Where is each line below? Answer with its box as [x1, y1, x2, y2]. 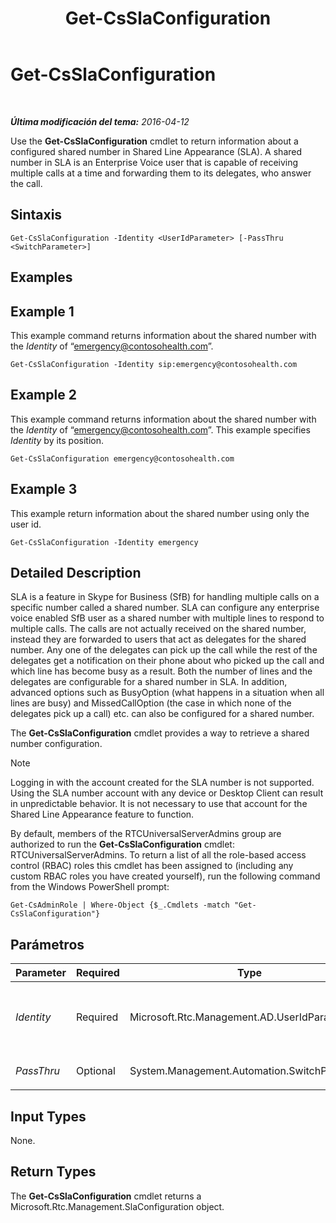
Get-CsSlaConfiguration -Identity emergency [10, 537, 199, 547]
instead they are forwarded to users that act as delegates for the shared [10, 633, 307, 646]
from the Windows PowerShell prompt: [10, 881, 170, 893]
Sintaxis [10, 207, 63, 224]
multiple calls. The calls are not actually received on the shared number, [10, 623, 307, 635]
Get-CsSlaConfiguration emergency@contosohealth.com [10, 453, 235, 464]
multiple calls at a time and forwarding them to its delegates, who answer [10, 167, 312, 179]
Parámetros [10, 936, 85, 953]
